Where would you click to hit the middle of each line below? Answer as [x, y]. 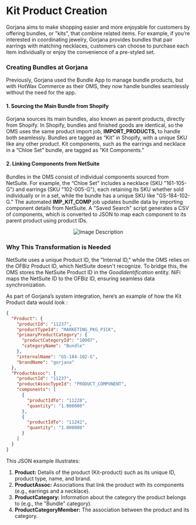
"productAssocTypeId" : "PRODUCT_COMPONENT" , [72, 384]
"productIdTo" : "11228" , [57, 401]
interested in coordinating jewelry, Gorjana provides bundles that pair [89, 39]
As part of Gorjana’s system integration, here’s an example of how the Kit [94, 296]
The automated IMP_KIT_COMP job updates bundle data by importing [99, 201]
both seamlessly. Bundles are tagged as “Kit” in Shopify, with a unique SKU [97, 138]
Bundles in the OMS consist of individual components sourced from [87, 177]
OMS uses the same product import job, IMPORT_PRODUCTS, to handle [93, 132]
